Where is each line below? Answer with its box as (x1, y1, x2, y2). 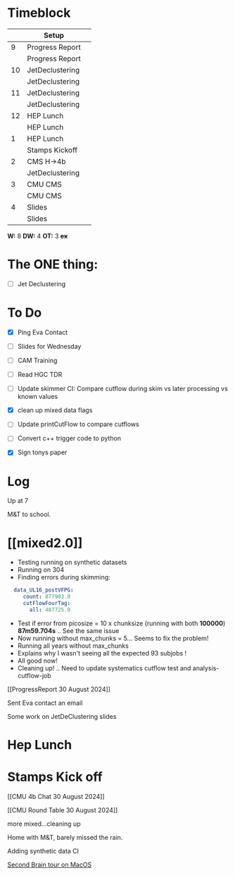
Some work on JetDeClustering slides (7, 712, 117, 720)
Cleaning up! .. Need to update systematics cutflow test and (17, 663, 191, 672)
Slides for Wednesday (17, 342, 82, 350)
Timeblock (7, 5, 71, 21)
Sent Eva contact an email (7, 698, 83, 707)
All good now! (17, 656, 58, 665)
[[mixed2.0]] (7, 535, 83, 551)
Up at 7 (7, 497, 29, 505)
